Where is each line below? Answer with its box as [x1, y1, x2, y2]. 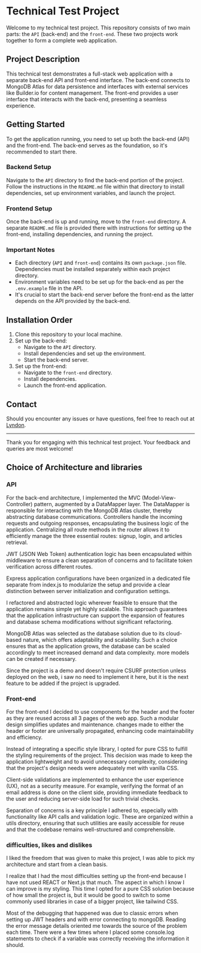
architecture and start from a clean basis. [6, 861, 108, 868]
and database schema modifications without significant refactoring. [6, 618, 173, 625]
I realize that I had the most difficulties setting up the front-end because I [6, 873, 187, 880]
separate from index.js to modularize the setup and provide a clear [6, 581, 170, 588]
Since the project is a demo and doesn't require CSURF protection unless [6, 667, 187, 674]
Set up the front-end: [14, 363, 67, 370]
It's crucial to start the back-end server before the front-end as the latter [14, 291, 194, 298]
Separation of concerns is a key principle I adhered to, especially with [6, 807, 178, 814]
